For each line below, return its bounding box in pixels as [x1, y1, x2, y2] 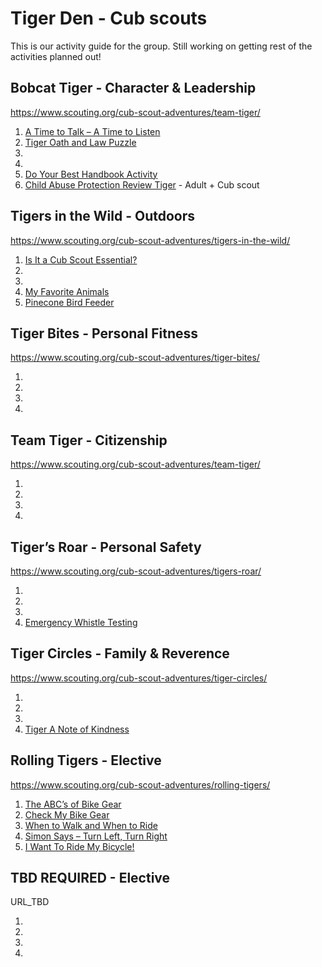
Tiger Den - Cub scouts [10, 7, 208, 30]
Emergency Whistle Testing [24, 617, 138, 628]
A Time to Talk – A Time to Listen [24, 125, 161, 137]
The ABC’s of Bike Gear [24, 798, 122, 810]
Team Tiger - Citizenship [10, 432, 168, 449]
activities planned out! [10, 50, 102, 62]
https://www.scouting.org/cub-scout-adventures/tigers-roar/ [10, 565, 262, 577]
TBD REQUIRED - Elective [10, 870, 171, 887]
